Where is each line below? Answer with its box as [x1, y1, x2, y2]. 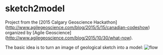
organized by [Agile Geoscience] [5, 29, 72, 35]
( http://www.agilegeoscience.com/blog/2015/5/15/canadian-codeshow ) [5, 24, 150, 30]
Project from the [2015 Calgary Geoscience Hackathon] [5, 19, 117, 25]
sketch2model [5, 3, 65, 14]
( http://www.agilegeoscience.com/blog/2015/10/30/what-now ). [5, 35, 134, 41]
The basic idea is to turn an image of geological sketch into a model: [5, 44, 143, 50]
